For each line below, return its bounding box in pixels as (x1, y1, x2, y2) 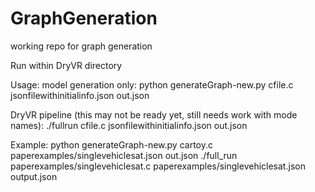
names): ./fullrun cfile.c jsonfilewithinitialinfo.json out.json (10, 119, 248, 131)
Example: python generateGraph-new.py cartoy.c (10, 138, 213, 151)
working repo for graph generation (10, 40, 153, 52)
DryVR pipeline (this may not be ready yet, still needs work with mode (10, 108, 298, 121)
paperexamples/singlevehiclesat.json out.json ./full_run (10, 149, 238, 161)
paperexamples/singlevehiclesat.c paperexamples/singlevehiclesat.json (10, 160, 306, 172)
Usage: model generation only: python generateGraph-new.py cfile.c (10, 78, 294, 91)
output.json (10, 170, 58, 182)
